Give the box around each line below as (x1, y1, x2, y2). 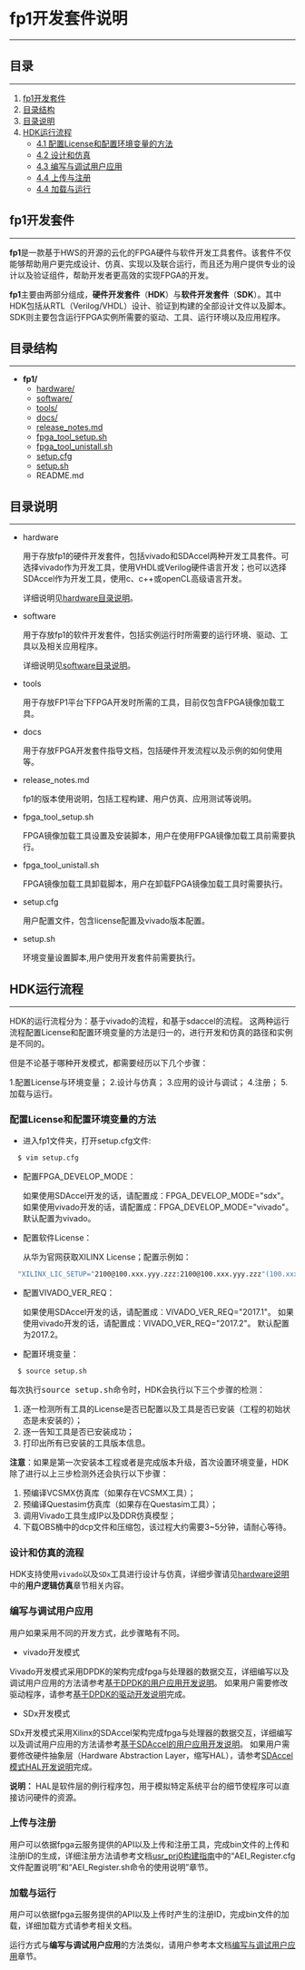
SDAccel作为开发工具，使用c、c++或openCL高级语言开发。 (22, 573, 247, 584)
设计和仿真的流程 (9, 1546, 84, 1559)
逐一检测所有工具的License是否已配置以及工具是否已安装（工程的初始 (22, 1403, 283, 1414)
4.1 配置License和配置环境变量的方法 (35, 138, 173, 149)
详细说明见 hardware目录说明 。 (22, 593, 139, 603)
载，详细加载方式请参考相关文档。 (9, 1920, 137, 1931)
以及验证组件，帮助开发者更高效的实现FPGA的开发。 (16, 270, 213, 280)
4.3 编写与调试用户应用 (35, 161, 123, 172)
